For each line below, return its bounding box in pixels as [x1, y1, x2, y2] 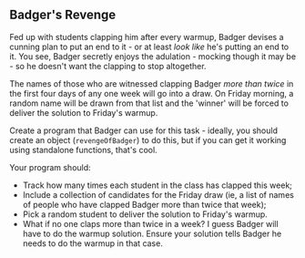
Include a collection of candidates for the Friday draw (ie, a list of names [22, 189, 294, 200]
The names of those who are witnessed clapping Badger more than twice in [9, 77, 294, 89]
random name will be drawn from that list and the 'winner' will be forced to [9, 98, 290, 108]
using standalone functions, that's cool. [9, 144, 158, 155]
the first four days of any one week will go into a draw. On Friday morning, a [9, 88, 294, 98]
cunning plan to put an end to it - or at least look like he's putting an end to [9, 41, 290, 52]
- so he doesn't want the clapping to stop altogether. [9, 60, 207, 71]
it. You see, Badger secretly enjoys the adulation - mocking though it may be [9, 50, 297, 62]
